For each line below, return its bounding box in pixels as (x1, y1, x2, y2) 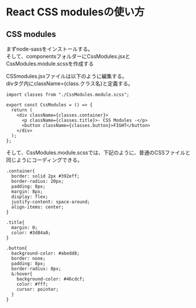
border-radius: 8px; (11, 266, 61, 272)
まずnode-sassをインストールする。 (6, 45, 94, 52)
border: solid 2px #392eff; (11, 173, 80, 179)
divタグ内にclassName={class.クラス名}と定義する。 (6, 80, 133, 87)
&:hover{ (11, 271, 33, 277)
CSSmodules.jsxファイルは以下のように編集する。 (6, 73, 128, 79)
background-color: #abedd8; (11, 250, 80, 256)
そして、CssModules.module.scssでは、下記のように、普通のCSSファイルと (6, 149, 191, 156)
